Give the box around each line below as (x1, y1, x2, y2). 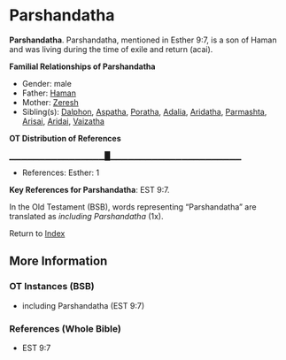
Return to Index (9, 227, 66, 239)
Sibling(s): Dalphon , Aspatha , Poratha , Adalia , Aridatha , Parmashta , (21, 106, 267, 117)
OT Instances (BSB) (9, 280, 95, 293)
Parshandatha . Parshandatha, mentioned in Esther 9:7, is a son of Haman (9, 34, 277, 45)
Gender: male (21, 78, 73, 88)
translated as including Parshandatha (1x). (9, 211, 164, 221)
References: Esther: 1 (21, 167, 100, 178)
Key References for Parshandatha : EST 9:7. (9, 184, 170, 195)
